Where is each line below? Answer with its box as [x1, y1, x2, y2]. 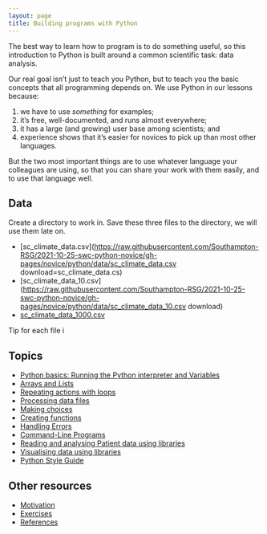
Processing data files [19, 396, 90, 406]
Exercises [19, 508, 53, 518]
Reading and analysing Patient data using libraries [19, 438, 186, 448]
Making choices [19, 405, 73, 414]
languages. [19, 141, 58, 150]
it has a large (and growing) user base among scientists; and [19, 124, 220, 133]
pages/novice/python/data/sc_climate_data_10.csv [19, 302, 187, 312]
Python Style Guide [19, 455, 84, 466]
